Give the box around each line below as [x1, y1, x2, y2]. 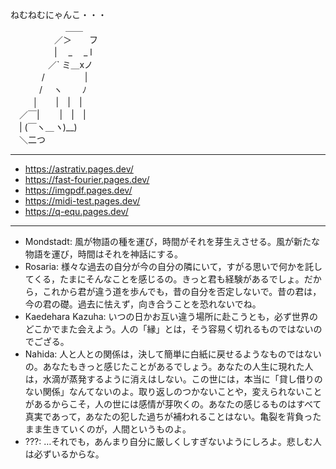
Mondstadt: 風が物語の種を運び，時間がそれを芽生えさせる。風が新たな [24, 236, 320, 247]
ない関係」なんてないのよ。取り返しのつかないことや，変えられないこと [24, 386, 323, 397]
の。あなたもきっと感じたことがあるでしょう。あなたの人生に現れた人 [24, 361, 314, 372]
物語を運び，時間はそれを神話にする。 [24, 248, 183, 260]
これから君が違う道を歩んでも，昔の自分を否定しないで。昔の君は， [42, 286, 322, 297]
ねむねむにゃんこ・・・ [10, 9, 107, 20]
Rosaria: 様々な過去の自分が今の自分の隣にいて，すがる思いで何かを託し [24, 261, 323, 272]
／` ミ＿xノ [47, 59, 94, 70]
